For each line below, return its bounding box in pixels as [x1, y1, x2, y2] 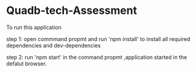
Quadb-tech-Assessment [6, 4, 138, 18]
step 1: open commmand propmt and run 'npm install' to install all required [6, 35, 191, 42]
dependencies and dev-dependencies [6, 42, 101, 49]
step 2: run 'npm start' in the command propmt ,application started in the [6, 53, 188, 61]
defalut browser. [6, 60, 47, 67]
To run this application [6, 24, 62, 31]
